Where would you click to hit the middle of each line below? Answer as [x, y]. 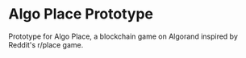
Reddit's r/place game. [46, 44]
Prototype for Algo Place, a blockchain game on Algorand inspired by [123, 36]
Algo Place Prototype [81, 14]
